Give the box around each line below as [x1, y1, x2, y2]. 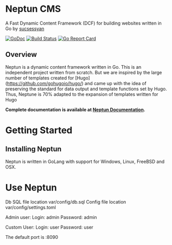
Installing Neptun [5, 145, 62, 154]
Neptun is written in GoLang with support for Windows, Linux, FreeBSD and [5, 158, 165, 165]
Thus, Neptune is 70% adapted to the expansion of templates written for [5, 91, 159, 97]
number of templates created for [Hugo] [5, 75, 90, 81]
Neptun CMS [5, 3, 61, 15]
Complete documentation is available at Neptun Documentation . [5, 106, 145, 113]
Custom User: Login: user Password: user [5, 224, 93, 230]
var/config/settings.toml [5, 204, 56, 210]
